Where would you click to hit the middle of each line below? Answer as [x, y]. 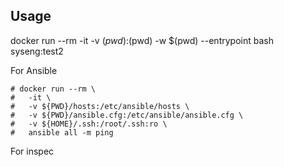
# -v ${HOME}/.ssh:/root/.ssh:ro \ [89, 124]
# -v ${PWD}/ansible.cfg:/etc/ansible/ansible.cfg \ [127, 115]
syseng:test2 [37, 51]
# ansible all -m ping [62, 132]
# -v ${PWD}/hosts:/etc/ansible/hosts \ [100, 106]
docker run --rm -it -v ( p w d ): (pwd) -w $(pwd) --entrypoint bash [142, 40]
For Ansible [34, 70]
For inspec [32, 151]
